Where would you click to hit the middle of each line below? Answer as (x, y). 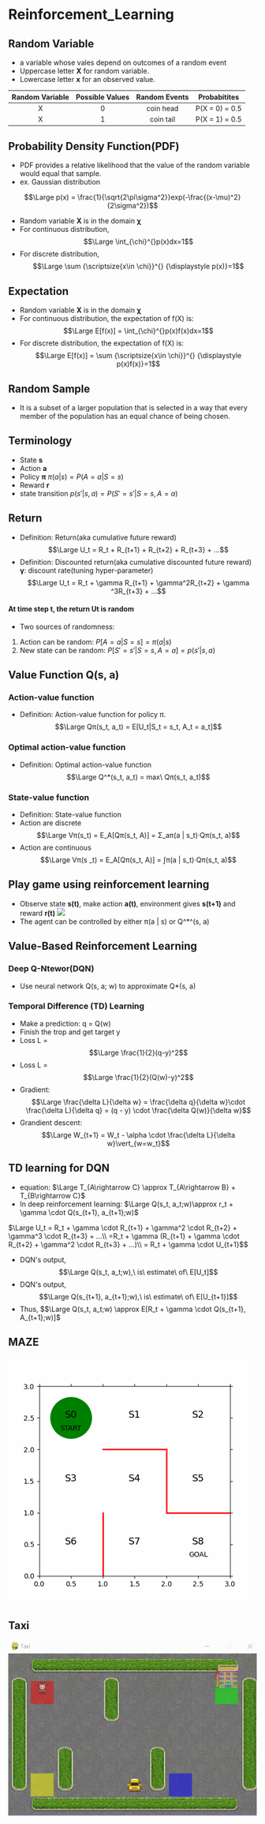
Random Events (162, 97)
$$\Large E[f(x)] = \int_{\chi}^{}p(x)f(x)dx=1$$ (138, 331)
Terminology (40, 441)
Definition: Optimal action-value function (86, 764)
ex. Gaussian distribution (60, 182)
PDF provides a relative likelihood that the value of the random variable (134, 165)
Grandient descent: (51, 1123)
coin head (162, 108)
